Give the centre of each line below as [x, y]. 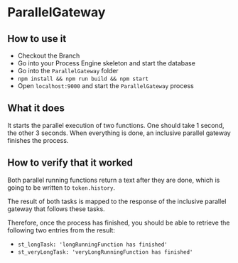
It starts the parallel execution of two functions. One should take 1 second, [116, 125]
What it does [36, 108]
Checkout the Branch [49, 55]
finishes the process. [38, 140]
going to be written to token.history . [61, 187]
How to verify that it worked [70, 163]
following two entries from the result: [61, 230]
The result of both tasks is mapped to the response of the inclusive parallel [117, 201]
